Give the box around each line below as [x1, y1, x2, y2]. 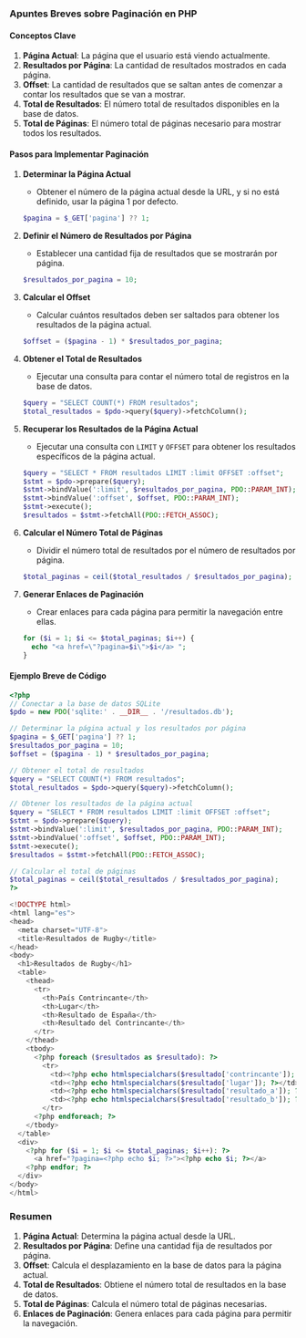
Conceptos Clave [9, 30, 76, 41]
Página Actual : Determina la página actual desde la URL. [22, 1230, 236, 1242]
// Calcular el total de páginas [9, 866, 137, 876]
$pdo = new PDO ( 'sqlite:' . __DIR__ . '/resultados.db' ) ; [9, 708, 234, 717]
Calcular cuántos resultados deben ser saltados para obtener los [36, 309, 280, 321]
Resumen [9, 1209, 53, 1222]
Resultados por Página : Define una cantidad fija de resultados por [22, 1240, 273, 1251]
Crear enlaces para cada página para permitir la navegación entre [36, 606, 284, 617]
